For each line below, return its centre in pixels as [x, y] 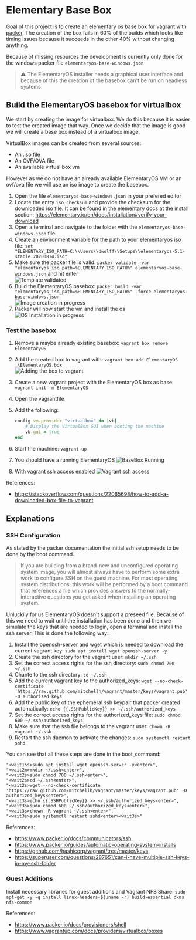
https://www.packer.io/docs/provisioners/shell [71, 924]
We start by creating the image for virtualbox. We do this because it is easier [98, 119]
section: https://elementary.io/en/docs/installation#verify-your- [91, 214]
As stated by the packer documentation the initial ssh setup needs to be [93, 548]
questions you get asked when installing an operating [111, 597]
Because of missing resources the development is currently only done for [94, 56]
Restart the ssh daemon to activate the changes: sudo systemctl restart [102, 738]
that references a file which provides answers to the [83, 591]
